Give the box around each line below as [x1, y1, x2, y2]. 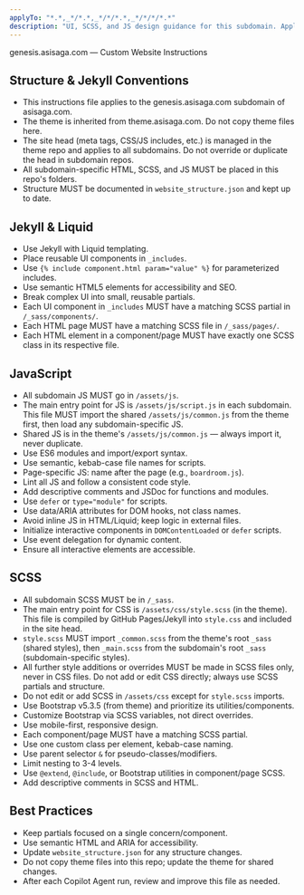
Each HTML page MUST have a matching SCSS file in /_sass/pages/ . [22, 321, 280, 332]
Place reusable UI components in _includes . [22, 253, 187, 264]
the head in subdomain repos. [22, 155, 134, 166]
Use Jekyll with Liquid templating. [22, 244, 149, 255]
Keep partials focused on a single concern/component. [22, 827, 228, 838]
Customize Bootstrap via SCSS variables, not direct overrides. [22, 709, 253, 720]
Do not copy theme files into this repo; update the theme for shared [22, 856, 274, 867]
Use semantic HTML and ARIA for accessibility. [22, 837, 199, 848]
